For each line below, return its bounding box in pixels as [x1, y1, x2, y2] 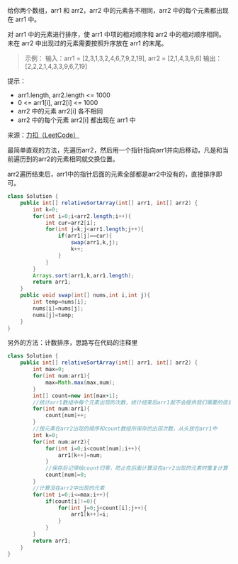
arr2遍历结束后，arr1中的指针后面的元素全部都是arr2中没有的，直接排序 [7, 170, 216, 178]
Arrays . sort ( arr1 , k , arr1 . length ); [33, 272, 135, 279]
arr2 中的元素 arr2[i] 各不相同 [17, 107, 103, 115]
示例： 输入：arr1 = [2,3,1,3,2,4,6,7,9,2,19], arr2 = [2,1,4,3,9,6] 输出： [24, 54, 222, 62]
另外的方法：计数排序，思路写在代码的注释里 [7, 338, 138, 347]
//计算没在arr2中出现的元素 [33, 485, 105, 492]
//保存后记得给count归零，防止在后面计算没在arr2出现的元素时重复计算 [45, 465, 228, 472]
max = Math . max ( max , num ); [45, 379, 115, 386]
